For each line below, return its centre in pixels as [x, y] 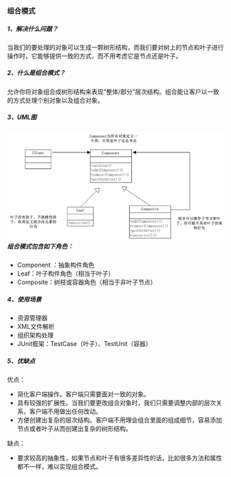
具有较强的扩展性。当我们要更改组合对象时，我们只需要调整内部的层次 [117, 403]
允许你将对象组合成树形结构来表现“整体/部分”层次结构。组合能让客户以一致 [113, 92]
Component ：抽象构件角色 [56, 265]
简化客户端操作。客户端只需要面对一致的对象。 [83, 394]
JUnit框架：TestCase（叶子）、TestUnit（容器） [84, 343]
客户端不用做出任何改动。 [65, 411]
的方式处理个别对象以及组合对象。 [55, 100]
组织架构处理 [35, 335]
